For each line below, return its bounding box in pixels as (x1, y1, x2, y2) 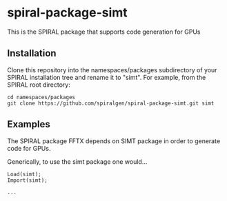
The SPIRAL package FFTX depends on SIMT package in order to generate (7, 136, 221, 145)
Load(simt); (7, 171, 41, 178)
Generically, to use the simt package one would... (7, 157, 148, 166)
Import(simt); (7, 177, 48, 184)
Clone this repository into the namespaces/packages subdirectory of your (7, 65, 217, 74)
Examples (7, 118, 50, 130)
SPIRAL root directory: (7, 81, 70, 89)
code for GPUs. (7, 144, 51, 152)
